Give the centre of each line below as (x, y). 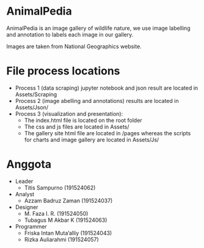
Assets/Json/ (32, 107)
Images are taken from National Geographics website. (74, 46)
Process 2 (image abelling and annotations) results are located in (97, 101)
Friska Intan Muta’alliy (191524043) (68, 233)
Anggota (29, 164)
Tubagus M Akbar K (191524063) (66, 220)
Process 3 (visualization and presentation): (69, 113)
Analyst (25, 194)
